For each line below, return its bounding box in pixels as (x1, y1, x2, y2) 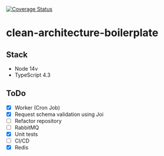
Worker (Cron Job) (14, 104, 61, 111)
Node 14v (14, 65, 38, 72)
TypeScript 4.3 (14, 71, 51, 78)
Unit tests (14, 131, 38, 138)
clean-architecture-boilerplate (6, 26, 159, 39)
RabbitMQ (14, 124, 39, 131)
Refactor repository (14, 117, 62, 124)
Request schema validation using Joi (14, 111, 104, 118)
